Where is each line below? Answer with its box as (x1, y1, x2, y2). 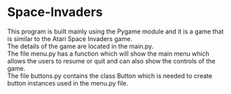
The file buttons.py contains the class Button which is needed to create (7, 71, 213, 80)
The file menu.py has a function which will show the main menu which (7, 49, 210, 58)
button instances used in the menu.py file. (7, 79, 128, 87)
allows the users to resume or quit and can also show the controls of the (7, 56, 216, 65)
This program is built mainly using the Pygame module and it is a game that (7, 27, 224, 36)
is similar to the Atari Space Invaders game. (7, 34, 133, 42)
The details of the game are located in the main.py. (7, 42, 154, 50)
